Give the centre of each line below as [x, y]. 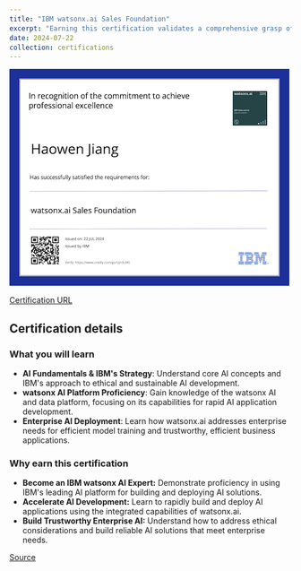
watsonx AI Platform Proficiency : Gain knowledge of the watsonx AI [149, 392]
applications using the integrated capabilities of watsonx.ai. [132, 512]
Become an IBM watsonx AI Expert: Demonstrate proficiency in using [151, 483]
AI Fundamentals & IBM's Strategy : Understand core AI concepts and [152, 373]
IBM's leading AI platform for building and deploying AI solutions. [142, 492]
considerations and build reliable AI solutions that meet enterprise [144, 531]
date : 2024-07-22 [42, 38]
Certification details [66, 329]
